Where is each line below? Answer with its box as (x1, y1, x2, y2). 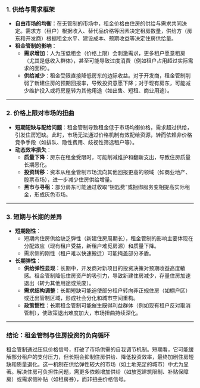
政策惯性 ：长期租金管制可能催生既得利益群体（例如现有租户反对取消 (23, 302, 191, 309)
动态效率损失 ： (14, 146, 52, 153)
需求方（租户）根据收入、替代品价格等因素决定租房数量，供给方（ (25, 27, 187, 35)
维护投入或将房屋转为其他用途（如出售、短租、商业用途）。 (29, 87, 173, 94)
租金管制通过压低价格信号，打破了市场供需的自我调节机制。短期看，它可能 (6, 346, 189, 353)
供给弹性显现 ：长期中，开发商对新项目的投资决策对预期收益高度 (23, 264, 180, 272)
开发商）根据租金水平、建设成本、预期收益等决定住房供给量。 (25, 35, 177, 42)
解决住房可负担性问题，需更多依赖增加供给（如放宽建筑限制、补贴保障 (16, 368, 189, 375)
